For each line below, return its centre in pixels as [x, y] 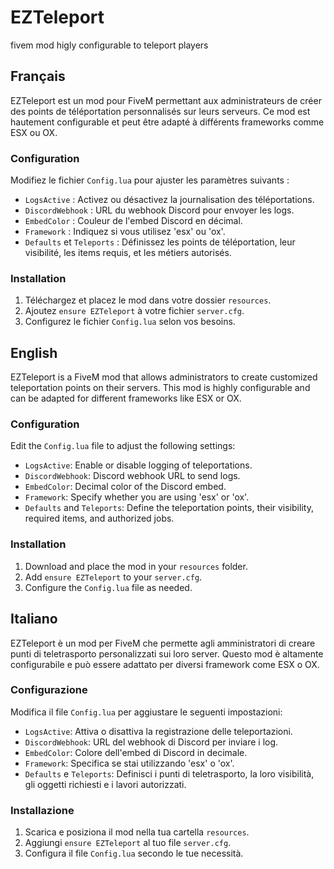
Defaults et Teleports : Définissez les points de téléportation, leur [160, 242]
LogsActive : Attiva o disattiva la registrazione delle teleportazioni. [158, 731]
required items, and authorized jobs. [99, 518]
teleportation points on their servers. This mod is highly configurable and [160, 388]
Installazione [42, 810]
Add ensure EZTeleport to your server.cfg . [113, 577]
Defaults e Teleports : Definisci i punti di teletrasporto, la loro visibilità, [169, 773]
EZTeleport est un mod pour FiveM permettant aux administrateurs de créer [166, 100]
